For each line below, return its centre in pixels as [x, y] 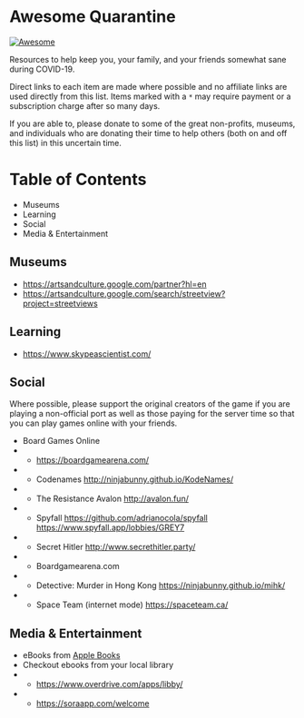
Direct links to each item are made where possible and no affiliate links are [148, 86]
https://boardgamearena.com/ [93, 460]
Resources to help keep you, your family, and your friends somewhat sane [148, 59]
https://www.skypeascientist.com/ [87, 354]
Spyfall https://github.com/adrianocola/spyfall [122, 518]
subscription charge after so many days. [85, 105]
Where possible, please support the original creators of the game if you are [150, 404]
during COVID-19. [42, 69]
